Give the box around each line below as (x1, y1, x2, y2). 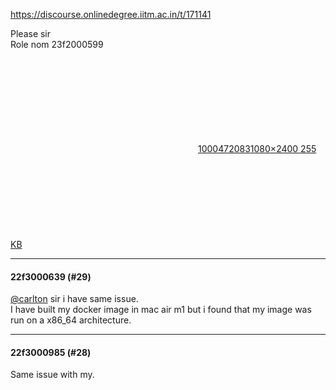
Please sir (10, 28, 52, 39)
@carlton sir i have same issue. (10, 293, 139, 305)
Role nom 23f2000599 (10, 39, 104, 50)
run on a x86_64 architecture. (10, 314, 132, 326)
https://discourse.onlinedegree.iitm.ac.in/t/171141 (10, 9, 212, 20)
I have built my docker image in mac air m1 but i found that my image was (10, 304, 312, 316)
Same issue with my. (10, 369, 95, 381)
